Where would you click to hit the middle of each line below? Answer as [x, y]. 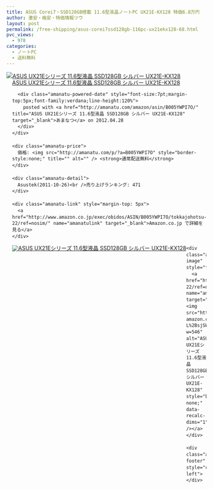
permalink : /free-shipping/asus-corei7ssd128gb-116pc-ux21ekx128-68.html [103, 29]
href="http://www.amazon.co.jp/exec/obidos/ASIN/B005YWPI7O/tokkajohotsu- [109, 217]
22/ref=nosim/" [31, 224]
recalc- [196, 416]
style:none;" [28, 159]
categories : [21, 47]
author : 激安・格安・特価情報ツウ [45, 18]
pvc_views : [20, 35]
